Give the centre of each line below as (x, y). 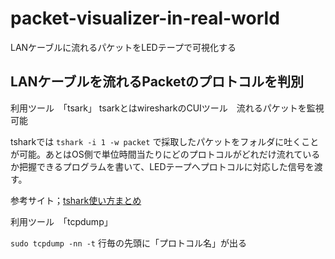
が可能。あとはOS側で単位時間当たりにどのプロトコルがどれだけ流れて (156, 154)
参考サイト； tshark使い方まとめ (76, 200)
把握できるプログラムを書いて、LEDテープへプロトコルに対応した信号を (166, 166)
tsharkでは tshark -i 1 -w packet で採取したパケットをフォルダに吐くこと (165, 141)
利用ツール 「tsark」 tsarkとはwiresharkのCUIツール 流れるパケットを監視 (167, 108)
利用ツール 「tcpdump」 (61, 221)
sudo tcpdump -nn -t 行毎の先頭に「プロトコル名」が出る (128, 243)
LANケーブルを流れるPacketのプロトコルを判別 (157, 82)
